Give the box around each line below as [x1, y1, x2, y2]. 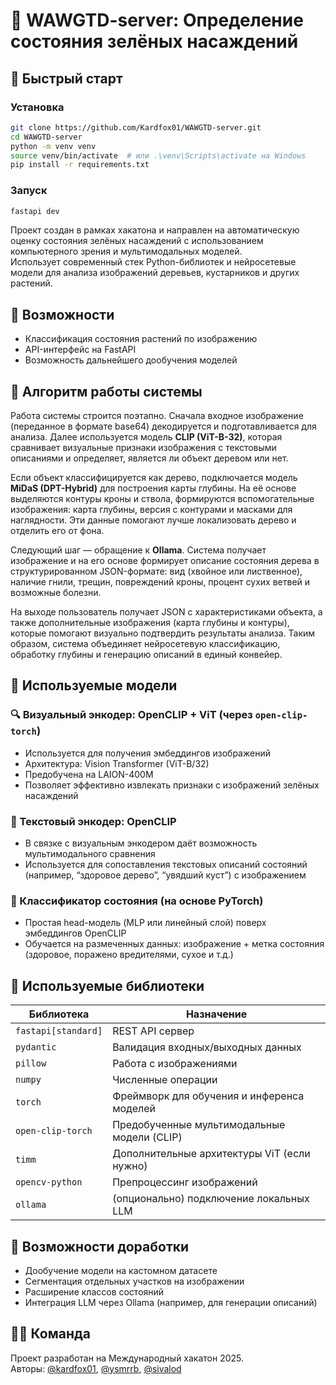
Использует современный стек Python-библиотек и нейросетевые [10, 256, 297, 268]
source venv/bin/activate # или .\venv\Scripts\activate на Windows [10, 150, 307, 161]
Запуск [10, 184, 48, 198]
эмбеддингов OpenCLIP [24, 927, 127, 939]
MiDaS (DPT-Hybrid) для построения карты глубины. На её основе [10, 482, 297, 494]
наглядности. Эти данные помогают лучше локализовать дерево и [10, 514, 297, 526]
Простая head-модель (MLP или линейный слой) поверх [24, 917, 267, 929]
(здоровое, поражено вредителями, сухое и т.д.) [24, 949, 234, 961]
